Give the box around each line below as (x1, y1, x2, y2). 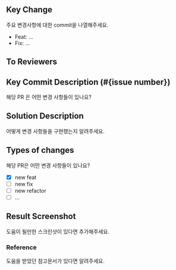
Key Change (6, 5, 52, 15)
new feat (14, 174, 37, 181)
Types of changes (6, 145, 74, 155)
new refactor (14, 187, 46, 194)
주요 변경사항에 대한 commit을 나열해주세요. (6, 21, 109, 29)
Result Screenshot (6, 211, 76, 222)
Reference (6, 243, 37, 252)
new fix (14, 180, 33, 187)
